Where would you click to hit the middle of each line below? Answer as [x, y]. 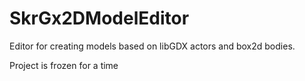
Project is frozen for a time [64, 65]
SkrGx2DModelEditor [99, 18]
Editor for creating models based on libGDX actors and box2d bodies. [152, 46]
